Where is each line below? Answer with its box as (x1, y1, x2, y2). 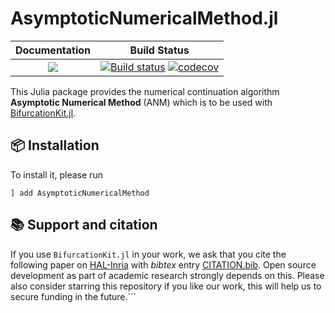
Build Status (129, 43, 190, 57)
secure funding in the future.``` (10, 290, 137, 302)
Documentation (15, 43, 92, 57)
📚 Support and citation (10, 217, 158, 234)
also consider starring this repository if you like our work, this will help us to (10, 280, 322, 292)
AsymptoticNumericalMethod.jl (10, 7, 279, 30)
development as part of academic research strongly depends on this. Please (10, 269, 325, 281)
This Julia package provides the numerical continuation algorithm (10, 85, 280, 97)
